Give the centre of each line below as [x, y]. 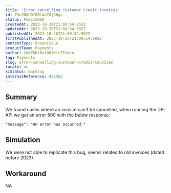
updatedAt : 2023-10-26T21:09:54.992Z [46, 29]
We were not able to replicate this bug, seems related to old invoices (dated [85, 152]
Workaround [26, 173]
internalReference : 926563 [34, 77]
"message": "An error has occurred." [46, 124]
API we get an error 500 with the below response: [58, 115]
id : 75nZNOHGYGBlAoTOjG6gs [34, 15]
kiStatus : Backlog [25, 72]
